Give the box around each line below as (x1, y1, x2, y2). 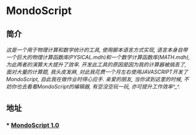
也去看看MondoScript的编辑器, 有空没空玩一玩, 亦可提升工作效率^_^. (16, 83, 180, 90)
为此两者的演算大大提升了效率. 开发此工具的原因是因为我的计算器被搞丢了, (6, 61, 187, 68)
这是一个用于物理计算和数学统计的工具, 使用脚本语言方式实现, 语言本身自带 (6, 46, 188, 53)
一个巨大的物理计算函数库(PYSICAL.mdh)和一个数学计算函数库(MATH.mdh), (6, 54, 190, 61)
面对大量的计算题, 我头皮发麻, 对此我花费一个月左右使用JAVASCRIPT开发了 (6, 69, 188, 76)
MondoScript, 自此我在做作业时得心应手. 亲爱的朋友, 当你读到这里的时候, (6, 76, 183, 83)
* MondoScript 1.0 (6, 121, 60, 129)
